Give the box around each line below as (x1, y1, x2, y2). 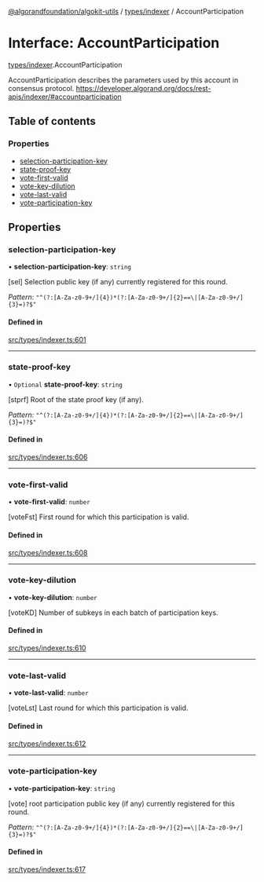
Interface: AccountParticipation (8, 35, 220, 52)
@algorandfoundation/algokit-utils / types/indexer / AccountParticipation (8, 7, 244, 16)
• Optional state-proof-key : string (8, 379, 123, 389)
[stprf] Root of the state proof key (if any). (8, 394, 144, 404)
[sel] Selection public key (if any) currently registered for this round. (8, 277, 228, 287)
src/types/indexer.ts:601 (8, 335, 86, 344)
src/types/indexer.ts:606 (8, 452, 88, 462)
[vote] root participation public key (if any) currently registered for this (8, 799, 236, 808)
